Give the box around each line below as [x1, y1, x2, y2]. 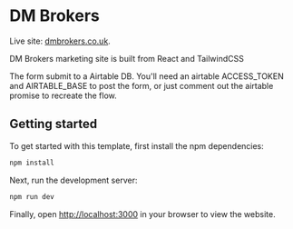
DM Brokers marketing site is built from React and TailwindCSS [9, 53, 245, 64]
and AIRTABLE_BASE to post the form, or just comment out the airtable [9, 80, 274, 91]
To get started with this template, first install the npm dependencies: [9, 140, 265, 151]
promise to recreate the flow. [9, 90, 117, 101]
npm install [9, 158, 54, 167]
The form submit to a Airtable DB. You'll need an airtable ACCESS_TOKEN [9, 70, 284, 82]
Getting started [9, 116, 98, 132]
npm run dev [9, 192, 54, 201]
